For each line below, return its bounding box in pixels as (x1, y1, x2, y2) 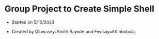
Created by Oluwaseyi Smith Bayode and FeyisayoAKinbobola (11, 28, 135, 34)
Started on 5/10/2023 (11, 19, 54, 25)
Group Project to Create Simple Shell (4, 3, 155, 14)
